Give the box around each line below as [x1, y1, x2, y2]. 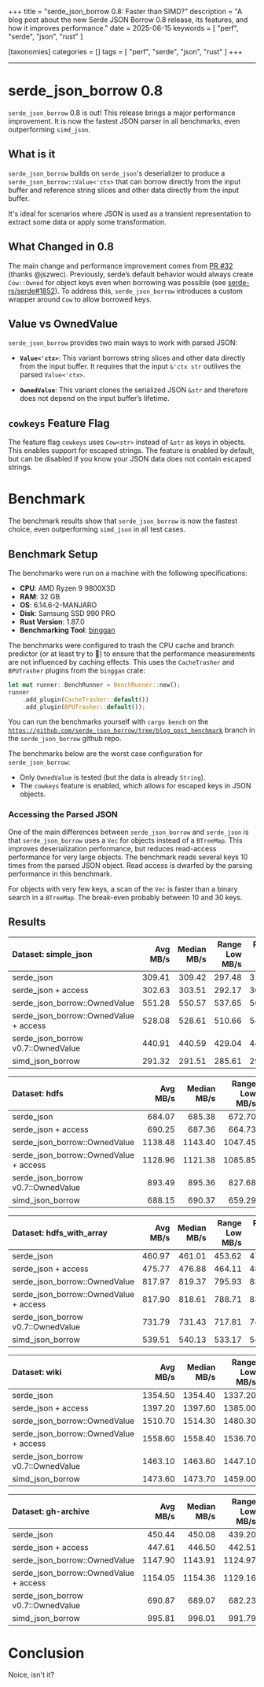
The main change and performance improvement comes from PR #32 [8, 261, 233, 270]
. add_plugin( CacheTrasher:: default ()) [22, 695, 149, 703]
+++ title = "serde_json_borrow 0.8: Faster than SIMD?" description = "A [8, 7, 243, 16]
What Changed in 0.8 [8, 240, 114, 254]
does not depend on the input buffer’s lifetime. [19, 394, 170, 403]
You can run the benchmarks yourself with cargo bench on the [8, 717, 209, 727]
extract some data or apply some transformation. [8, 217, 167, 227]
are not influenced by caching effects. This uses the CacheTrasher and [8, 657, 235, 666]
